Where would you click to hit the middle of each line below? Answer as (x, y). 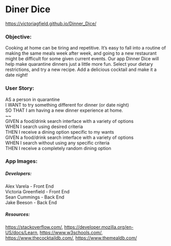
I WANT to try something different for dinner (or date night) (67, 105)
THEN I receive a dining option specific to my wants (60, 132)
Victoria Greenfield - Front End (38, 192)
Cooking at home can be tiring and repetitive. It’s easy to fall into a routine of (86, 48)
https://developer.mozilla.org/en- (99, 227)
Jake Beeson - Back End (31, 203)
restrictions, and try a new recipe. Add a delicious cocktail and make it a (81, 69)
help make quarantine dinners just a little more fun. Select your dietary (79, 64)
